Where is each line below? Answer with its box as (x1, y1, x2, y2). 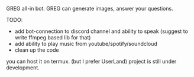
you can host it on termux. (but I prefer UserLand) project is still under (6, 58, 177, 65)
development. (6, 64, 40, 71)
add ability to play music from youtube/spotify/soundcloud (14, 41, 158, 47)
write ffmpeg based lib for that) (14, 34, 91, 41)
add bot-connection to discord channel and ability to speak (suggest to (14, 28, 188, 35)
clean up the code (14, 46, 59, 53)
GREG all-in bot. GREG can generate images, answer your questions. (6, 5, 173, 12)
